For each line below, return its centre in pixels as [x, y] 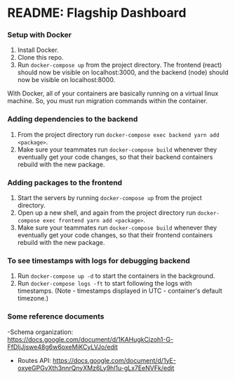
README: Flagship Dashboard [97, 13]
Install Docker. [38, 50]
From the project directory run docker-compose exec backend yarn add [118, 134]
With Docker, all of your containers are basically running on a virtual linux [113, 93]
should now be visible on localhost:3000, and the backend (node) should [123, 72]
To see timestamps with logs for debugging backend [99, 261]
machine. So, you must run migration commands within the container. [108, 101]
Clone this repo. [40, 58]
